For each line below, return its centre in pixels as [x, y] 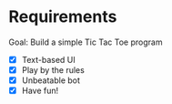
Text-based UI [49, 59]
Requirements [63, 17]
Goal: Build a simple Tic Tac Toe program [86, 42]
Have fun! [40, 91]
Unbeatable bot [51, 80]
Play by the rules [53, 70]
